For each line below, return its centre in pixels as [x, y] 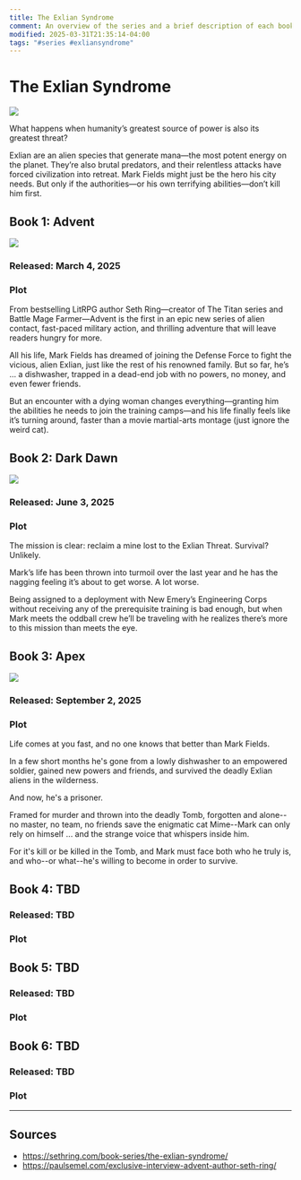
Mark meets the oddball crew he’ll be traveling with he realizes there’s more [149, 618]
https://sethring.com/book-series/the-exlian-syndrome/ [125, 1156]
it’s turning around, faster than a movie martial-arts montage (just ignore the [149, 420]
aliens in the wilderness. [54, 780]
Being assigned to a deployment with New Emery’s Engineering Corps [138, 599]
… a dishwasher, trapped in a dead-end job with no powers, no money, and [148, 375]
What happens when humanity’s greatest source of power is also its [134, 129]
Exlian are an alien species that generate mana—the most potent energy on [148, 155]
